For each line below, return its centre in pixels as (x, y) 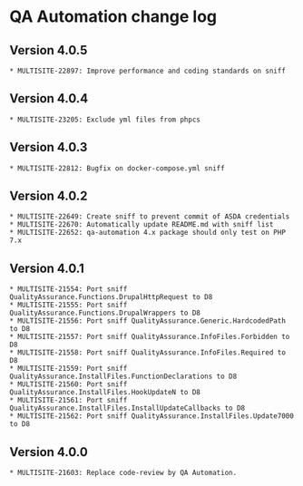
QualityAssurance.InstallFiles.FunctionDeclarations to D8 (123, 377)
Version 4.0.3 (49, 147)
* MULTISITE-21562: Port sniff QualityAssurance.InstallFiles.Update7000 (152, 416)
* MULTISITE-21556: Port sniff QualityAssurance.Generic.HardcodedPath (147, 321)
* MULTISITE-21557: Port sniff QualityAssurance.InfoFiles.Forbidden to (150, 337)
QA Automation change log (113, 17)
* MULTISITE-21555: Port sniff (68, 306)
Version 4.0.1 (47, 268)
